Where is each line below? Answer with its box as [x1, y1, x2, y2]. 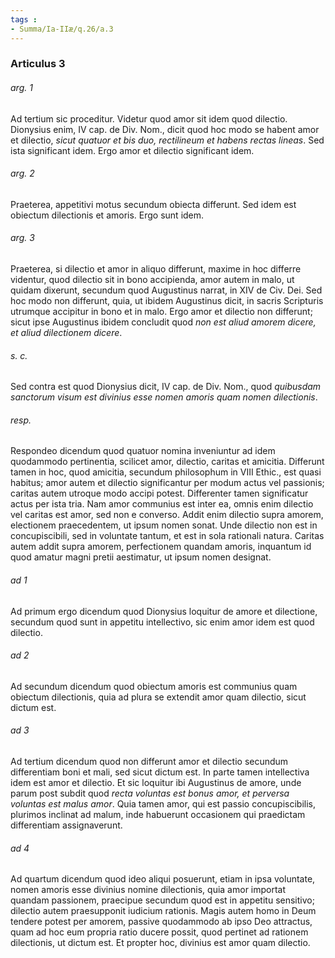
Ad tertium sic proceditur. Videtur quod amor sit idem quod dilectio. [10, 112, 288, 125]
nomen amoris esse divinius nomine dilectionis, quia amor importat [10, 884, 287, 896]
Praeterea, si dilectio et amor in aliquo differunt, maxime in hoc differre [10, 263, 302, 275]
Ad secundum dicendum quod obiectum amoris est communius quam [10, 680, 298, 692]
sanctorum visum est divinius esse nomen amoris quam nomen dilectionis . [10, 391, 318, 403]
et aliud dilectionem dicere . [10, 327, 123, 339]
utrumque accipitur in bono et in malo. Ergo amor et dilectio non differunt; [10, 306, 313, 318]
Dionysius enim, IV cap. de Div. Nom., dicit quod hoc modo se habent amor [10, 123, 320, 135]
